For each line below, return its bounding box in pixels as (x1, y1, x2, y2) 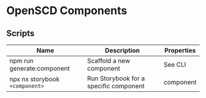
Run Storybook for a (86, 74, 145, 83)
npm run (9, 56, 34, 65)
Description (105, 47, 140, 55)
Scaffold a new (86, 56, 131, 65)
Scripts (6, 28, 35, 39)
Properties (164, 47, 196, 55)
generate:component (9, 64, 71, 72)
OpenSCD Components (6, 4, 128, 18)
